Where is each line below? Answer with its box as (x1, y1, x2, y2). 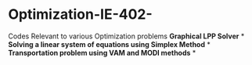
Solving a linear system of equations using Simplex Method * (8, 39, 211, 49)
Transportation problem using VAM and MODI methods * (8, 48, 196, 57)
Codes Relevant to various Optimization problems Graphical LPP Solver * (8, 31, 245, 41)
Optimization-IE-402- (8, 5, 153, 23)
